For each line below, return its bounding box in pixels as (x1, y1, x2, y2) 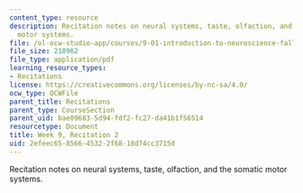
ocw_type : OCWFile (9, 88, 78, 97)
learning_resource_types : (9, 64, 106, 73)
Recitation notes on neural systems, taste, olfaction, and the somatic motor (9, 163, 288, 174)
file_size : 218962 (9, 47, 78, 56)
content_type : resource (9, 13, 99, 23)
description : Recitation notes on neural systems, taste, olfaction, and (9, 22, 293, 31)
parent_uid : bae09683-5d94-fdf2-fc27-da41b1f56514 (9, 114, 204, 123)
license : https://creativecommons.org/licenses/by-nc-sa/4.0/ (9, 80, 248, 89)
